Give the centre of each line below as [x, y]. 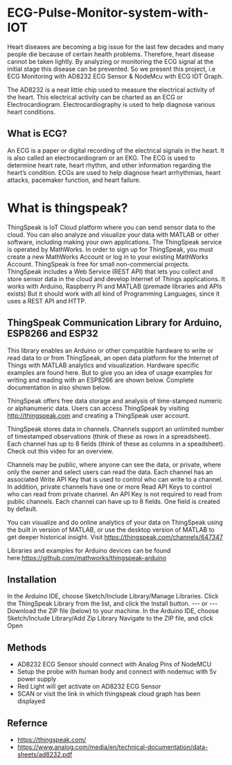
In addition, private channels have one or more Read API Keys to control [110, 487]
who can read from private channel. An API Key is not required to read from [115, 494]
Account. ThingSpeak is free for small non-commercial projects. [99, 264]
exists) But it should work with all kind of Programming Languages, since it [114, 294]
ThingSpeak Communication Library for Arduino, [115, 323]
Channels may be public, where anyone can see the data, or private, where [114, 464]
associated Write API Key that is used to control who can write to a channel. [115, 479]
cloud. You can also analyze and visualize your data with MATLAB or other [113, 235]
